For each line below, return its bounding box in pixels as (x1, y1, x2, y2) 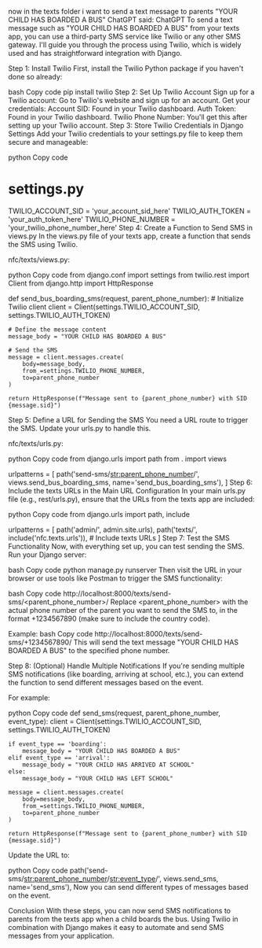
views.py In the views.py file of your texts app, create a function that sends (8, 231, 251, 241)
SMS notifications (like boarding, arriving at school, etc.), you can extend (8, 669, 244, 679)
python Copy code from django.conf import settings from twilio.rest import (8, 270, 249, 279)
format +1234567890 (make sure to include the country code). (8, 614, 210, 623)
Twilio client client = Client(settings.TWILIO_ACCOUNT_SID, (8, 302, 200, 312)
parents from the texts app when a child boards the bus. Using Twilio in (8, 914, 238, 924)
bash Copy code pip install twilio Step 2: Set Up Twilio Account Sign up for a (8, 87, 255, 97)
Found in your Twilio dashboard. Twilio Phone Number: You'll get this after (8, 113, 248, 121)
